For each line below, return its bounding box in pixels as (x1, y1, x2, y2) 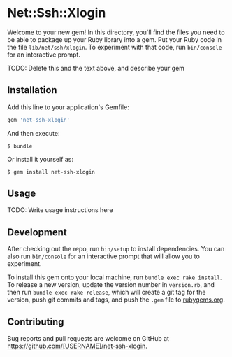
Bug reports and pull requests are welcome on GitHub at (7, 335, 170, 343)
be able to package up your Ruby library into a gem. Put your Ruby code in (7, 35, 222, 43)
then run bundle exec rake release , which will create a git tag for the (7, 288, 206, 297)
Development (7, 226, 68, 238)
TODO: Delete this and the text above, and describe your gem (7, 64, 185, 72)
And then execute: (7, 129, 60, 137)
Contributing (7, 316, 64, 328)
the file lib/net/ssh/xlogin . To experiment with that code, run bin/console (7, 43, 222, 51)
